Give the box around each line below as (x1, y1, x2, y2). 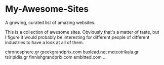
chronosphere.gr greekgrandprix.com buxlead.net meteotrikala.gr (5, 49, 139, 55)
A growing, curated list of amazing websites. (5, 20, 96, 25)
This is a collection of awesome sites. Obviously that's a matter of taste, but (5, 29, 160, 35)
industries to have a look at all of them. (5, 39, 84, 45)
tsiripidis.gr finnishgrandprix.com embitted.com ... (5, 54, 107, 60)
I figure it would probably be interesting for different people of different (5, 34, 150, 40)
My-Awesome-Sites (5, 3, 89, 15)
